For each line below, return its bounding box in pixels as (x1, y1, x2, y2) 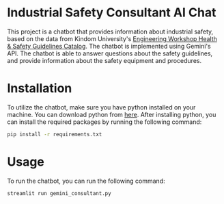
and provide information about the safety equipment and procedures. (7, 56, 202, 64)
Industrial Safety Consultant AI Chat (7, 5, 216, 21)
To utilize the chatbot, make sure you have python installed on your (7, 103, 196, 111)
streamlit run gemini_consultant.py (7, 190, 111, 196)
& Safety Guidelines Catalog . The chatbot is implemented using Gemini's (7, 42, 212, 50)
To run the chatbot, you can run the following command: (7, 177, 165, 185)
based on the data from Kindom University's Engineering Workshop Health (7, 34, 217, 42)
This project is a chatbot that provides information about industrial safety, (7, 27, 214, 36)
